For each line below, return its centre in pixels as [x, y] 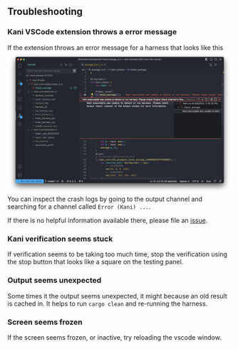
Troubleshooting [45, 12]
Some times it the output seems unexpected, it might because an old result [118, 296]
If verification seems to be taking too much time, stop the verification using [118, 254]
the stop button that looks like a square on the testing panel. [95, 262]
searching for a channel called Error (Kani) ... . [79, 207]
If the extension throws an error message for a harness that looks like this [115, 47]
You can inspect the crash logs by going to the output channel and [105, 199]
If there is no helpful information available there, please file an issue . [108, 221]
